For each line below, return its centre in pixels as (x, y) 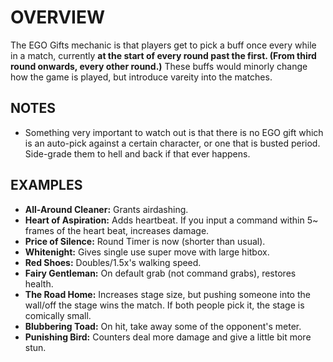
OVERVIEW (58, 17)
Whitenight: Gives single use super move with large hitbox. (147, 252)
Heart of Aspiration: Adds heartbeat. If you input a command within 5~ (171, 220)
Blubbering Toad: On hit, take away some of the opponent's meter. (163, 326)
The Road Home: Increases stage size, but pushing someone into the (167, 294)
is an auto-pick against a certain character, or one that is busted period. (172, 143)
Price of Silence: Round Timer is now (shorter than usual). (145, 241)
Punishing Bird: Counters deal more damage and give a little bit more (168, 337)
